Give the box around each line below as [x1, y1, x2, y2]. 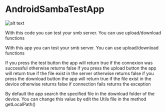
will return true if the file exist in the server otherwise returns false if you [5, 70, 154, 76]
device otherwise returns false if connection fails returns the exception [5, 81, 151, 87]
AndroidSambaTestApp [5, 3, 104, 15]
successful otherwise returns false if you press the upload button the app [5, 65, 156, 71]
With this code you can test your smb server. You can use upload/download [5, 29, 161, 35]
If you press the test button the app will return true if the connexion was [5, 59, 153, 65]
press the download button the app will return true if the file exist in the [5, 75, 151, 81]
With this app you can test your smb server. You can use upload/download [5, 44, 159, 50]
